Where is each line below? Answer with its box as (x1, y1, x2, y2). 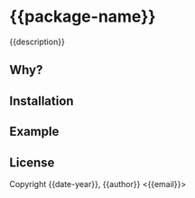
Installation (9, 93, 74, 108)
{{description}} (9, 36, 65, 47)
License (9, 155, 55, 170)
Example (9, 124, 60, 139)
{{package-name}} (9, 6, 156, 27)
